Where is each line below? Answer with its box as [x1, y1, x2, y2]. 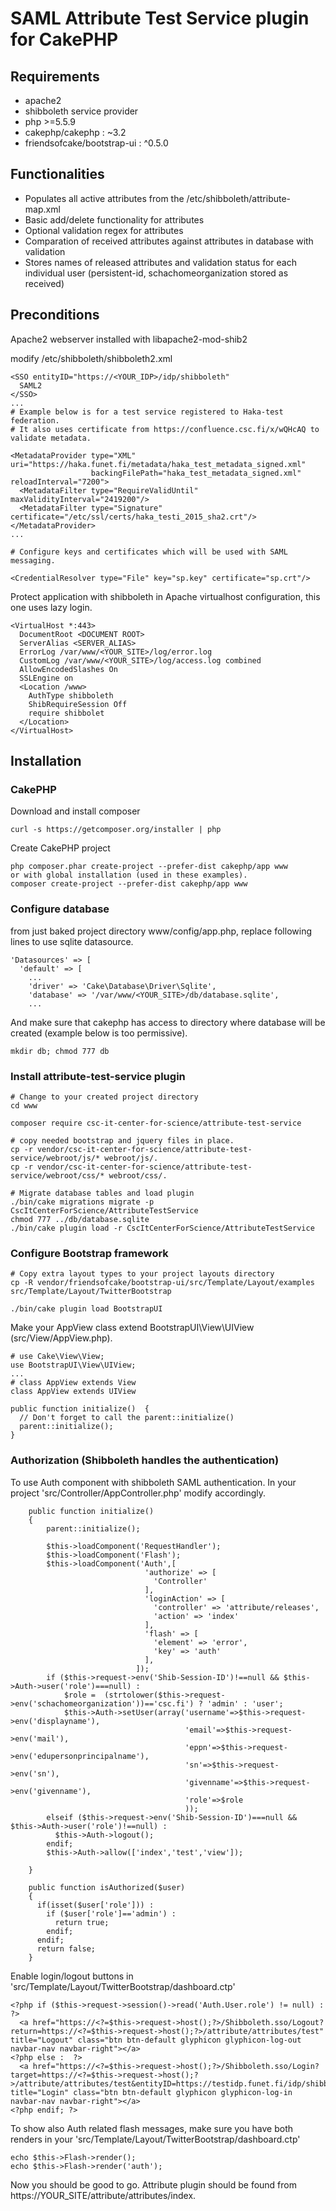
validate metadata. [10, 433, 92, 443]
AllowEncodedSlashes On [19, 664, 118, 674]
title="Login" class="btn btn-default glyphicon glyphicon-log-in [10, 2087, 293, 2097]
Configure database [10, 902, 110, 916]
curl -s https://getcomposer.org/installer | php [10, 825, 222, 835]
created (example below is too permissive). [10, 1027, 188, 1039]
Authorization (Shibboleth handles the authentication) [10, 1453, 280, 1467]
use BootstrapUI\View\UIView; [10, 1360, 137, 1371]
